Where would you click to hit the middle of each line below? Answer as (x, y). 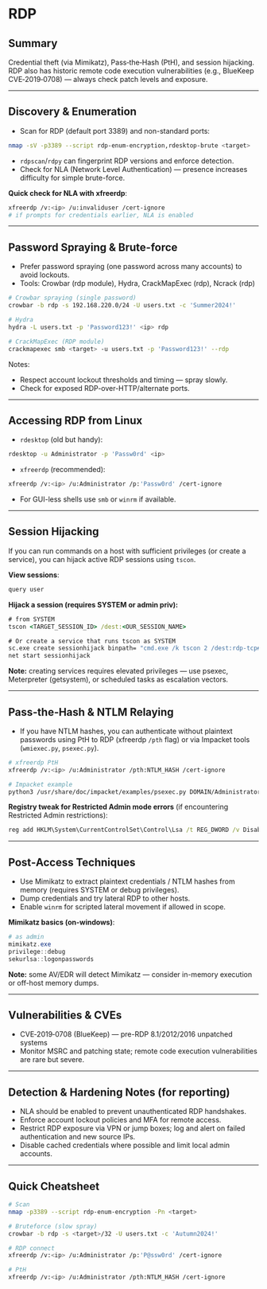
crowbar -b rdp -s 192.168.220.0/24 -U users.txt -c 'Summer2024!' (122, 306)
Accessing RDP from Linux (75, 420)
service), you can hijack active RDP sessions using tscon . (102, 559)
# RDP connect (32, 1248)
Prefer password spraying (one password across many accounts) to (131, 267)
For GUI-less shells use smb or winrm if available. (98, 499)
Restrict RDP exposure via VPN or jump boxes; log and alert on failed (132, 1128)
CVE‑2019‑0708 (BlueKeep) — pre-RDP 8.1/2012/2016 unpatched (126, 1034)
